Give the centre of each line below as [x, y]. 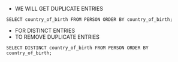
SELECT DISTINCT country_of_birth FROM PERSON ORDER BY [77, 48]
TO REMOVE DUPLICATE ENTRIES [57, 37]
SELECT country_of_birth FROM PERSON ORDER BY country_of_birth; [89, 20]
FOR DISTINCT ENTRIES [45, 30]
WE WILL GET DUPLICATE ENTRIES [59, 9]
